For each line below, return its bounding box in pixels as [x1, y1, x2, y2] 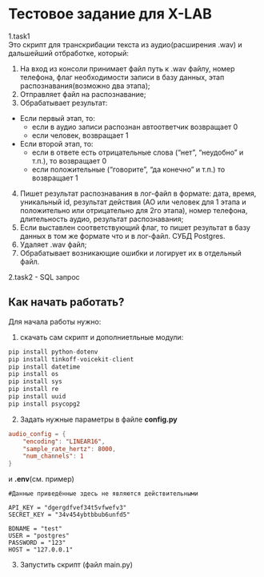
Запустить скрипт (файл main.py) [19, 560, 134, 570]
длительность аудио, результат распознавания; [19, 214, 184, 224]
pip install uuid [8, 393, 66, 401]
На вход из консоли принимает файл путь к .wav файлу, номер [19, 63, 235, 73]
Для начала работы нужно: [8, 317, 102, 326]
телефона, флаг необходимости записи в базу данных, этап [19, 72, 225, 82]
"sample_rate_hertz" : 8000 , [22, 445, 116, 453]
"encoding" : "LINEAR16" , [22, 438, 106, 446]
